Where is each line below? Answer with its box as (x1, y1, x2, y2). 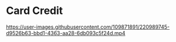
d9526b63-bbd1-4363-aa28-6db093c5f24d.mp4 (6, 29, 126, 36)
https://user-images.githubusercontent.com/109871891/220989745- (6, 23, 170, 30)
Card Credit (6, 4, 63, 17)
